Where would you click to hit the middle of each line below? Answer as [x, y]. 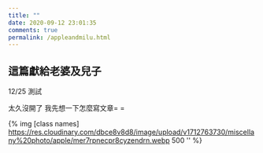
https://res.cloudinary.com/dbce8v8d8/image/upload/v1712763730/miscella [131, 132]
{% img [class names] [44, 124]
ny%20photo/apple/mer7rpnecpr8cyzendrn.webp [89, 140]
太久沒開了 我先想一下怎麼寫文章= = [67, 108]
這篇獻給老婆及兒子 [55, 71]
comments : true [33, 30]
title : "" [24, 15]
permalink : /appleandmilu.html [59, 37]
